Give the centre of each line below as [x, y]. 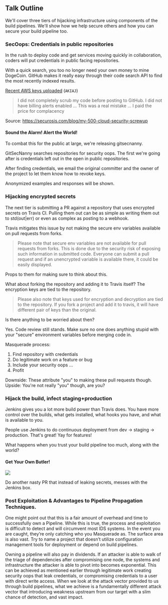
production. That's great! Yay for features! [48, 435]
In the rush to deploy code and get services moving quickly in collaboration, [83, 55]
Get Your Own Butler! [28, 462]
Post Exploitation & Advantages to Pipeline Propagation [74, 501]
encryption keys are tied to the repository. [48, 289]
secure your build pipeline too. [37, 31]
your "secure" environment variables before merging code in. [68, 335]
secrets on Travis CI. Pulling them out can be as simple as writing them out [82, 213]
